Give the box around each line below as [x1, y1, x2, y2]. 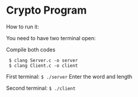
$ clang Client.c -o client [8, 63, 78, 69]
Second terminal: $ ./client [6, 84, 76, 92]
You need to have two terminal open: [6, 34, 96, 41]
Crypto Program [6, 4, 87, 17]
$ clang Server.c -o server [8, 57, 78, 63]
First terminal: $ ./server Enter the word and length [6, 73, 133, 80]
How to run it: [6, 23, 40, 30]
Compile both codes [6, 46, 56, 53]
